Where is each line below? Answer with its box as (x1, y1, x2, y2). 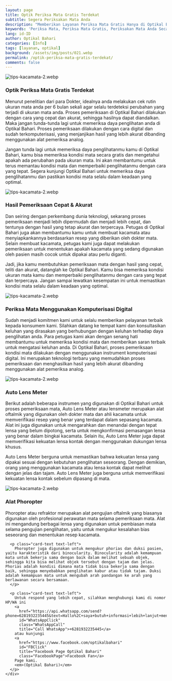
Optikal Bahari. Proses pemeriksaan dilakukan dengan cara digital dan (5, 125, 153, 131)
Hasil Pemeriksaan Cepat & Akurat (5, 202, 93, 209)
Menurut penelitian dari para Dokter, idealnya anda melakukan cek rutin (5, 98, 156, 104)
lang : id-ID (5, 31, 31, 36)
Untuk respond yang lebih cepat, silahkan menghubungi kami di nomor (14, 595, 166, 600)
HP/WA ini (5, 600, 27, 605)
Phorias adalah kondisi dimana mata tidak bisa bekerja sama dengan (5, 564, 155, 569)
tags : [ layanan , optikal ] (5, 46, 60, 51)
